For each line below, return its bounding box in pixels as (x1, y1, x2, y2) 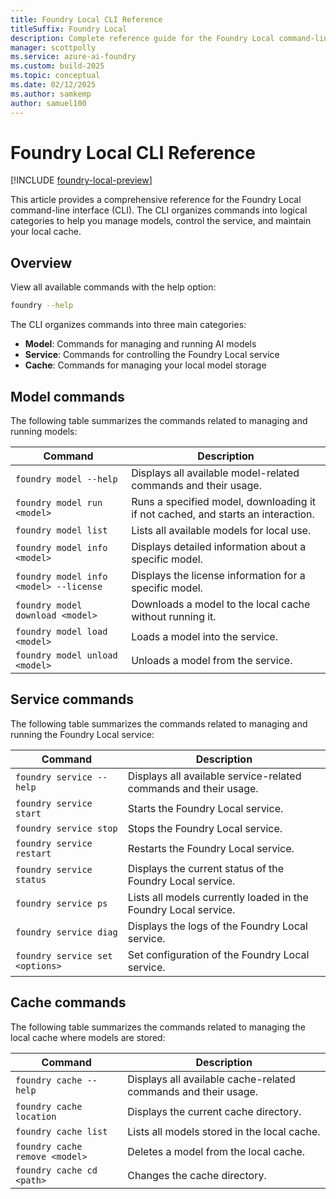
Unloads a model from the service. (131, 653, 293, 667)
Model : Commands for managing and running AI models (24, 338, 257, 350)
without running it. (131, 609, 217, 623)
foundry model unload (15, 649, 118, 661)
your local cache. (10, 226, 82, 238)
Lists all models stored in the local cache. (127, 1124, 321, 1138)
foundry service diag (15, 926, 118, 938)
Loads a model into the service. (131, 629, 278, 643)
